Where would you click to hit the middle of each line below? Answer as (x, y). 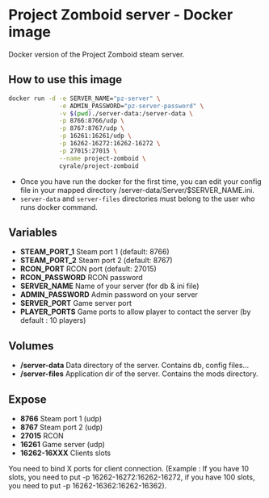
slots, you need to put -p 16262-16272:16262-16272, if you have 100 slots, (132, 477)
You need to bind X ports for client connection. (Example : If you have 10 (128, 468)
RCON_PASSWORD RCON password (81, 278)
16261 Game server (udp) (62, 444)
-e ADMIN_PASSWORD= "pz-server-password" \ (132, 106)
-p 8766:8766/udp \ (92, 121)
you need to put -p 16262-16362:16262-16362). (88, 485)
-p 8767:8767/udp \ (92, 128)
